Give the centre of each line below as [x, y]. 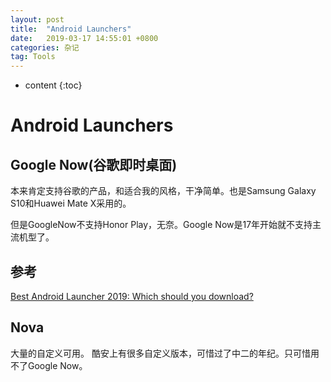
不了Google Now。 [49, 365]
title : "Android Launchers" [71, 29]
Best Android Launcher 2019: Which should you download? [132, 296]
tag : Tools [33, 57]
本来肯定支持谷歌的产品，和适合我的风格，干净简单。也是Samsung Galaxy [163, 191]
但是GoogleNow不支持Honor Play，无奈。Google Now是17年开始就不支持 [161, 225]
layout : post [37, 19]
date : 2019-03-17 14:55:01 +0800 [84, 38]
